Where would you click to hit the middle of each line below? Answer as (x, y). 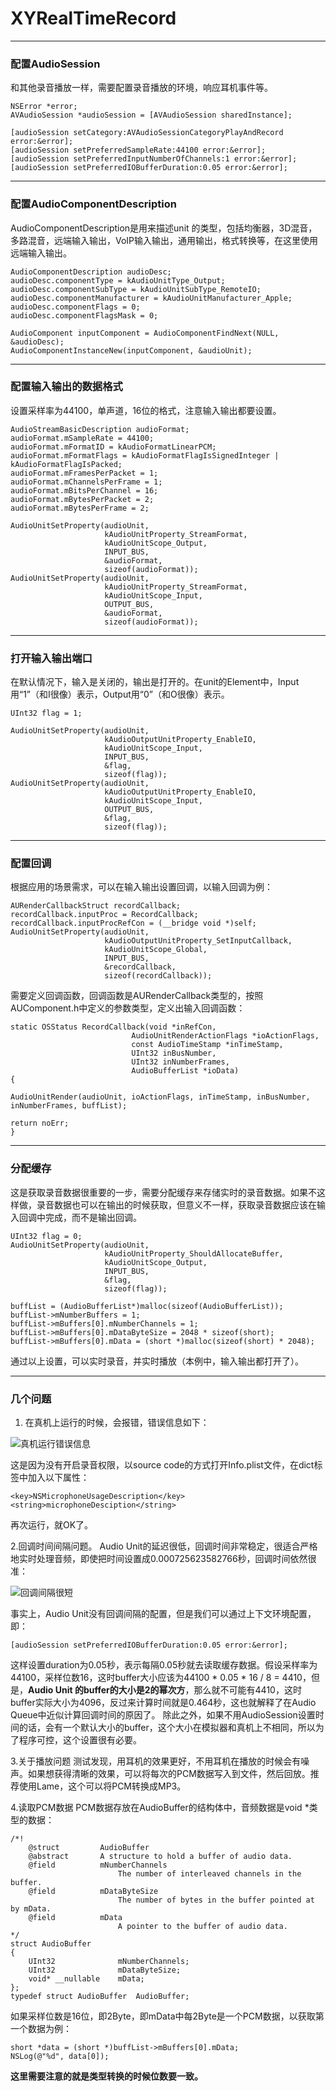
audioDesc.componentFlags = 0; (75, 307)
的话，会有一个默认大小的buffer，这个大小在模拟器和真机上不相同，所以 (167, 1728)
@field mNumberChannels (98, 1865)
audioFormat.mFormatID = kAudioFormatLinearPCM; (113, 447)
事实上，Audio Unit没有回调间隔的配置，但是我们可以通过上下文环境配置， (163, 1614)
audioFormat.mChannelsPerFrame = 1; (86, 482)
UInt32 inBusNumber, (174, 1053)
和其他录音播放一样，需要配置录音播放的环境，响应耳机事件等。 (141, 88)
